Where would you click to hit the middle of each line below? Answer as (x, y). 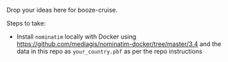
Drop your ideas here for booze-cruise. (62, 10)
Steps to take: (26, 23)
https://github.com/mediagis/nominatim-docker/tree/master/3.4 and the (119, 44)
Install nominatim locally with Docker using (76, 37)
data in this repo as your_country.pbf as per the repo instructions (110, 51)
